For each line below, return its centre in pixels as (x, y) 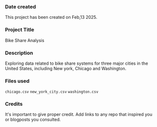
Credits (14, 104)
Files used (17, 81)
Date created (21, 7)
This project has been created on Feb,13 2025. (51, 17)
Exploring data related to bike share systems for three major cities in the (77, 63)
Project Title (20, 30)
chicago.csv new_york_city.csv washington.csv (52, 92)
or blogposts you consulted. (33, 120)
